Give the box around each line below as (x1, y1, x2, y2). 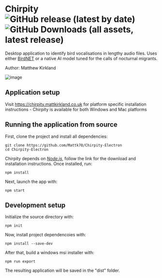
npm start (5, 188, 25, 193)
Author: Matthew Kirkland (5, 65, 56, 71)
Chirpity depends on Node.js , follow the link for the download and (5, 155, 136, 161)
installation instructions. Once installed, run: (5, 161, 92, 166)
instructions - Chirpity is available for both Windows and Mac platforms (5, 106, 147, 112)
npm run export (5, 259, 36, 264)
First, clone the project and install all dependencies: (5, 133, 108, 139)
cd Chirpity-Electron (5, 147, 49, 152)
